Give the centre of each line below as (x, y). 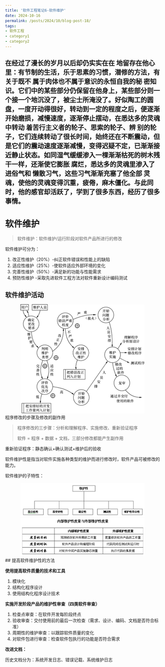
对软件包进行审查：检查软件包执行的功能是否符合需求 (66, 639)
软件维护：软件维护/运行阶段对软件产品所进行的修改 (69, 239)
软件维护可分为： (22, 249)
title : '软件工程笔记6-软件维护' (36, 10)
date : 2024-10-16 (23, 15)
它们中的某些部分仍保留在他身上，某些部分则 (86, 91)
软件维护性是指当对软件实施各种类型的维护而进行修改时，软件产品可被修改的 (82, 459)
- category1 (17, 36)
